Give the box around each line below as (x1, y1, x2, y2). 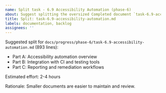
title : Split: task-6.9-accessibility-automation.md (5, 16, 116, 21)
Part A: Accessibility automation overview (12, 54, 97, 60)
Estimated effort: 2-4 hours (5, 74, 61, 80)
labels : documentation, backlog (5, 21, 72, 26)
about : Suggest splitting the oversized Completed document (5, 12, 132, 17)
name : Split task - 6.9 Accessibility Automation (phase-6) (5, 7, 132, 12)
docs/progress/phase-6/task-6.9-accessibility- (44, 40, 145, 45)
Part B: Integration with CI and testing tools (12, 59, 100, 65)
